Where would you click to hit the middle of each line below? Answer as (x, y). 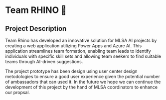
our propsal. (18, 92)
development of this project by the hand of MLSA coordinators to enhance (82, 87)
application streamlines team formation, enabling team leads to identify (78, 51)
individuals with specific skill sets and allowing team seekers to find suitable (83, 56)
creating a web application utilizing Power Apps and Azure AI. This (74, 46)
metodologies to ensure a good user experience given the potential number (83, 76)
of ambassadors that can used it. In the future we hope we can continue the (83, 82)
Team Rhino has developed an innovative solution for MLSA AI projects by (81, 40)
